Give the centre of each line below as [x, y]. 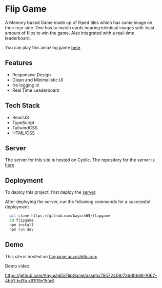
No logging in [26, 85]
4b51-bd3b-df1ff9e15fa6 [30, 280]
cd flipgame [22, 221]
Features [19, 63]
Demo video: [18, 266]
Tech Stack [22, 106]
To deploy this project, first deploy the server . [51, 192]
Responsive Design [31, 75]
